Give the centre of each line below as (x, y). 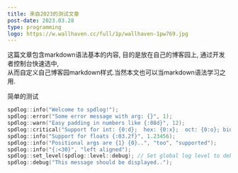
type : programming (34, 27)
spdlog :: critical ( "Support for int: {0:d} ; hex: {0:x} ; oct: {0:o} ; (114, 129)
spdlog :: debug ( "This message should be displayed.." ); (90, 163)
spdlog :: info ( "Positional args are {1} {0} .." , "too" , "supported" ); (112, 143)
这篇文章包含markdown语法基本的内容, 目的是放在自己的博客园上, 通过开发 (116, 55)
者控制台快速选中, (33, 64)
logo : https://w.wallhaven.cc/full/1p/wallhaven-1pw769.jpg (98, 34)
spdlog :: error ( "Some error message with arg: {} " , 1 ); (90, 117)
